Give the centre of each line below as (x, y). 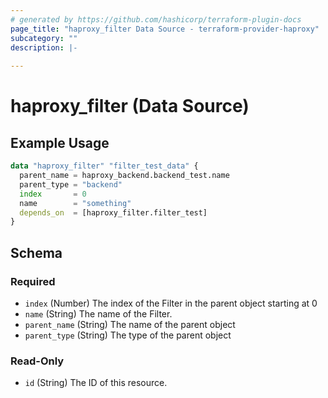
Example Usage (60, 142)
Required (33, 281)
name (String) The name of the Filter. (98, 313)
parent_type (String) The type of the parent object (128, 335)
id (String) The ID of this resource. (96, 383)
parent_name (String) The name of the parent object (130, 324)
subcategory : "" (44, 38)
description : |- (44, 47)
